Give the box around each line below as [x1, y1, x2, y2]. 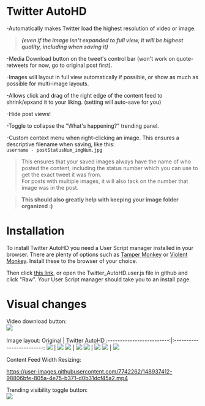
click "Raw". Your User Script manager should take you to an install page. [6, 275, 191, 283]
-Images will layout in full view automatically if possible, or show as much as [6, 73, 199, 80]
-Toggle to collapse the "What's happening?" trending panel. [6, 122, 159, 130]
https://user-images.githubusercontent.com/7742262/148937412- [6, 367, 173, 375]
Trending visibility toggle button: [6, 386, 88, 394]
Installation [6, 224, 65, 238]
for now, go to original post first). [29, 61, 113, 69]
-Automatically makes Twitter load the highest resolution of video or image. [6, 25, 196, 32]
